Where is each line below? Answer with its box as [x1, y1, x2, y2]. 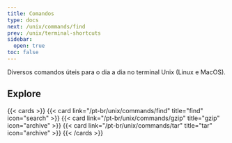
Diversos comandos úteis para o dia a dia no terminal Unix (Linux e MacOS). [7, 67, 226, 76]
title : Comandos [7, 10, 54, 17]
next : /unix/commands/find [7, 23, 86, 30]
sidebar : [7, 36, 33, 43]
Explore [7, 88, 42, 100]
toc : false [7, 49, 39, 56]
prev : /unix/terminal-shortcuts [7, 29, 101, 37]
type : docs [7, 17, 39, 24]
